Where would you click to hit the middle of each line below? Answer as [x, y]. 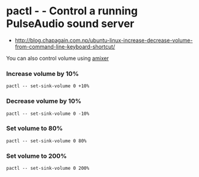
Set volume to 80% [35, 129]
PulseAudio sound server [70, 24]
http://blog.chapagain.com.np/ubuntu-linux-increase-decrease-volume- [104, 40]
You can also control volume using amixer [58, 58]
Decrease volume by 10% [44, 101]
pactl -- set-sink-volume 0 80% [46, 141]
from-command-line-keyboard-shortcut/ [65, 47]
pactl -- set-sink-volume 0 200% [48, 169]
